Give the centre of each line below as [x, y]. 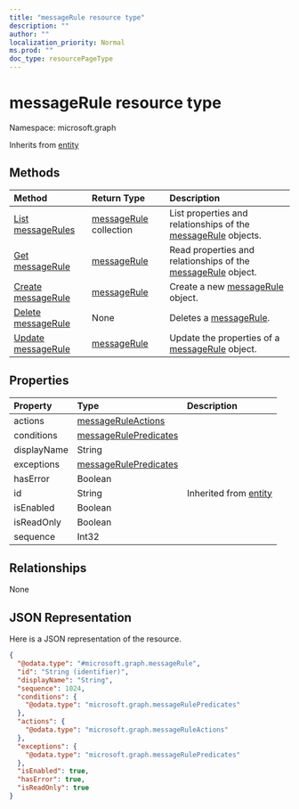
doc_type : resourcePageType [61, 59]
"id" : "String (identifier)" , [73, 672]
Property [33, 405]
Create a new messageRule [226, 286]
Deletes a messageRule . [219, 317]
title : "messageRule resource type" [77, 17]
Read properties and [212, 249]
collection [113, 230]
